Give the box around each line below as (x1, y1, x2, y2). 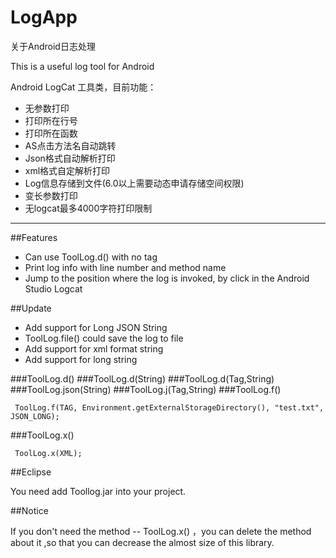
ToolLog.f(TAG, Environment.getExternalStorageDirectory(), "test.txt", (14, 402, 325, 413)
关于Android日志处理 (10, 40, 96, 52)
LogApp (10, 6, 78, 29)
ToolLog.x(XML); (14, 448, 83, 458)
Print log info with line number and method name (24, 261, 227, 273)
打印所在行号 (24, 114, 78, 126)
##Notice (10, 504, 49, 516)
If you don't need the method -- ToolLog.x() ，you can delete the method (10, 525, 312, 537)
